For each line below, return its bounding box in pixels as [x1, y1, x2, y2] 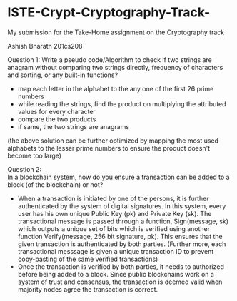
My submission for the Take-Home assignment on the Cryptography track [7, 28, 225, 36]
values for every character [17, 107, 96, 116]
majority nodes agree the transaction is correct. [17, 285, 158, 293]
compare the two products [17, 115, 96, 123]
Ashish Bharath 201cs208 [7, 41, 84, 50]
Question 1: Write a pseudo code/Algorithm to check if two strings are [7, 55, 212, 64]
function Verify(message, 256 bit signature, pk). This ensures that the [17, 232, 223, 240]
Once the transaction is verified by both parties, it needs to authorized [17, 262, 225, 271]
